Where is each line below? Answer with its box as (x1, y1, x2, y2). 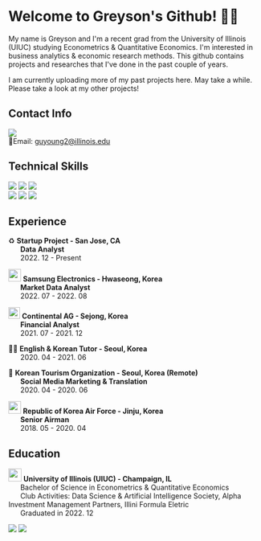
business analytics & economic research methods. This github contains (8, 51, 244, 60)
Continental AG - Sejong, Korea (21, 311, 128, 321)
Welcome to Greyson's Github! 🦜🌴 (8, 7, 239, 26)
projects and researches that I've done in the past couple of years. (8, 59, 229, 69)
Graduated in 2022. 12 (19, 508, 94, 518)
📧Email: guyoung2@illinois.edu (8, 136, 111, 145)
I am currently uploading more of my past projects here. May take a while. (8, 75, 253, 84)
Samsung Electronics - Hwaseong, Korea (22, 274, 163, 284)
